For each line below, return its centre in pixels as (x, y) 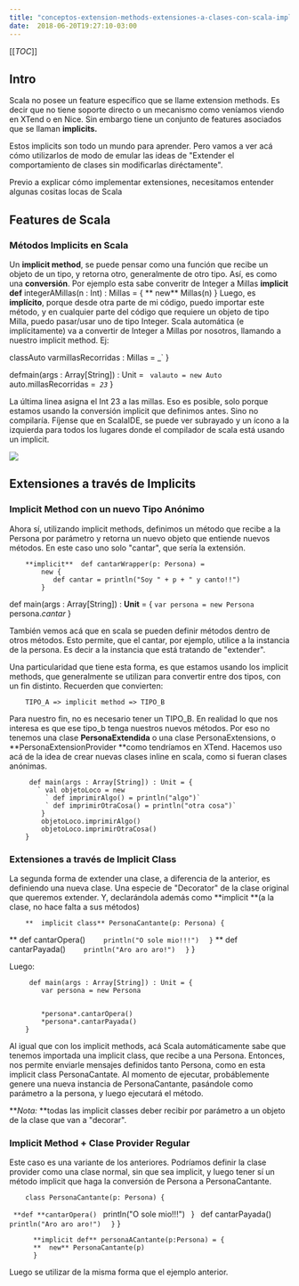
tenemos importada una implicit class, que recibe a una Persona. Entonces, (147, 1055)
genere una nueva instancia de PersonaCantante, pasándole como (131, 1084)
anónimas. (28, 766)
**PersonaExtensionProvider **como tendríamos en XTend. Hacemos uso (146, 747)
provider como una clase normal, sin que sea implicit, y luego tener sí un (142, 1172)
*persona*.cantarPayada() (89, 1021)
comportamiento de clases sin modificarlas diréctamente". (116, 165)
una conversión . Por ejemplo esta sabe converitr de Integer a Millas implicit (149, 283)
